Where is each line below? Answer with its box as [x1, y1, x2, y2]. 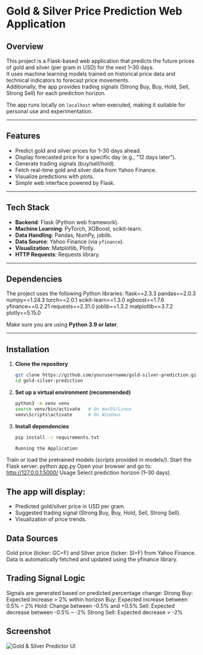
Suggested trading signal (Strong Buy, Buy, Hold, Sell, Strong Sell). [14, 509, 181, 516]
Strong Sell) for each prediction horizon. [6, 90, 106, 96]
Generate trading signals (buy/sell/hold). [14, 159, 116, 167]
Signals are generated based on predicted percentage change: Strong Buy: [6, 589, 193, 596]
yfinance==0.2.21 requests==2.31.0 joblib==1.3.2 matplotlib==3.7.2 [6, 303, 173, 310]
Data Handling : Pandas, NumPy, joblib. [14, 231, 112, 239]
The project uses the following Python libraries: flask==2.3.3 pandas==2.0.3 [6, 290, 196, 298]
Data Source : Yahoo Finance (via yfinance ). [14, 238, 124, 245]
